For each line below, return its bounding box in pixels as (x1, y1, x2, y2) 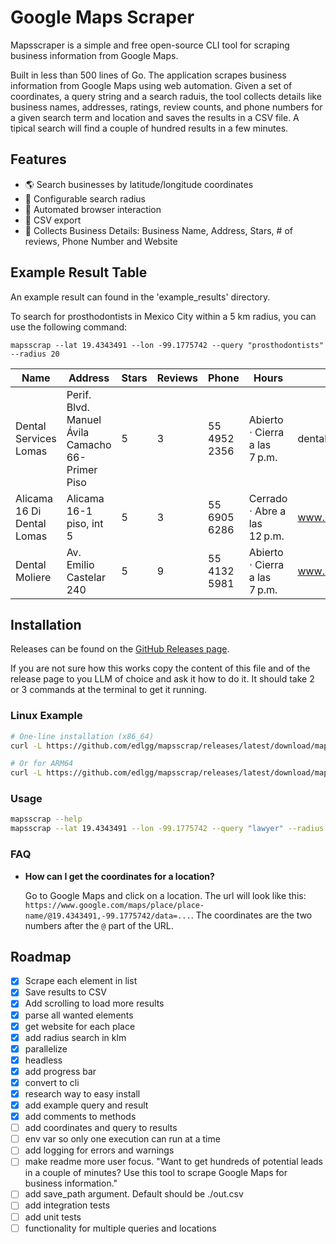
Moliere (15, 570, 52, 584)
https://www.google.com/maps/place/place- (24, 900, 205, 910)
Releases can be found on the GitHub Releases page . (10, 643, 230, 655)
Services (15, 431, 57, 445)
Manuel (66, 412, 102, 426)
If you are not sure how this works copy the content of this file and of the (10, 662, 311, 675)
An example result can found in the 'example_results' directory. (10, 291, 271, 303)
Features (10, 151, 67, 168)
